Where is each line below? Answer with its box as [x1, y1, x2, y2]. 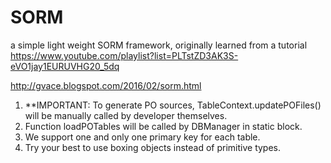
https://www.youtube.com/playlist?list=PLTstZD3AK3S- [10, 49, 239, 61]
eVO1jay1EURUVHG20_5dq [10, 60, 120, 72]
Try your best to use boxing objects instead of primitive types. [24, 141, 282, 153]
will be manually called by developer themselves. [24, 109, 228, 121]
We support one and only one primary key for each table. [24, 131, 261, 143]
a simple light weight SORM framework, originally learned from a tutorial [10, 39, 308, 51]
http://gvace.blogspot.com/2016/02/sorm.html [10, 79, 202, 91]
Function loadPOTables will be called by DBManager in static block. [24, 120, 303, 132]
